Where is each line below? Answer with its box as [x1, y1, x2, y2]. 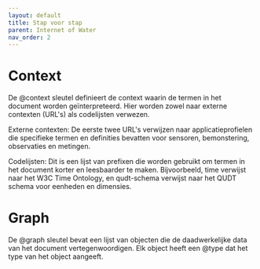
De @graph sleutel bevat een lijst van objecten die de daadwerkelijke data [8, 235, 247, 245]
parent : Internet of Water [8, 26, 97, 34]
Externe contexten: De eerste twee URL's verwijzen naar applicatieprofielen [8, 125, 253, 134]
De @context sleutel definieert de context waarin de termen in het [8, 93, 222, 103]
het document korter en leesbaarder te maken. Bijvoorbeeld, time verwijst [8, 165, 247, 175]
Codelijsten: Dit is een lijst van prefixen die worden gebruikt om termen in [8, 157, 246, 166]
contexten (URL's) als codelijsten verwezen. [8, 110, 150, 119]
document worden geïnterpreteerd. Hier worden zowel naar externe [8, 101, 228, 111]
